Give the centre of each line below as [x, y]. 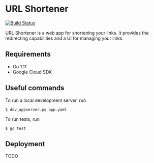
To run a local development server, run [46, 100]
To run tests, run [22, 119]
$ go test [16, 128]
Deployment [25, 144]
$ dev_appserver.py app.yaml [36, 110]
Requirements [28, 54]
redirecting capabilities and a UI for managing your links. [64, 38]
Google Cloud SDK [32, 72]
